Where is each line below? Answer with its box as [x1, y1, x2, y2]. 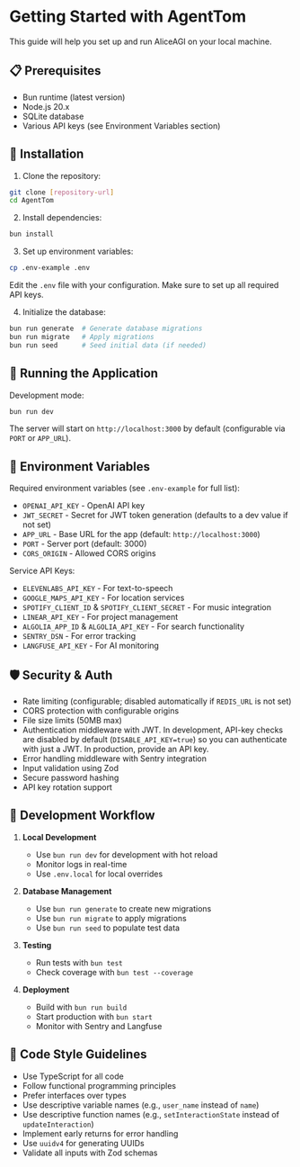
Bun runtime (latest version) [22, 92, 126, 103]
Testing [22, 939, 52, 950]
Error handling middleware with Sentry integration [22, 753, 207, 764]
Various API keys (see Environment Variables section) [22, 120, 221, 131]
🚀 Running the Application [9, 366, 159, 382]
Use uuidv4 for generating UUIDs [22, 1137, 146, 1148]
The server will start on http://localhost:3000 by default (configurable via [9, 423, 286, 434]
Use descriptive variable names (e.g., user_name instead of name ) [22, 1100, 260, 1110]
